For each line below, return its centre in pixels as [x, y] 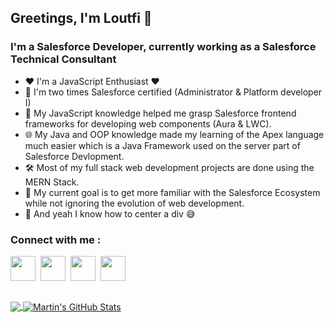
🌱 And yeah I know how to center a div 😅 [110, 213]
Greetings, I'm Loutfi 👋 [81, 18]
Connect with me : [56, 239]
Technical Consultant [63, 59]
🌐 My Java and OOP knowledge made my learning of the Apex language [174, 134]
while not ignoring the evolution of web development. [134, 203]
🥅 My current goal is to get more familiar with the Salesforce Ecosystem [172, 192]
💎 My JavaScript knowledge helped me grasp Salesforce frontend [160, 113]
